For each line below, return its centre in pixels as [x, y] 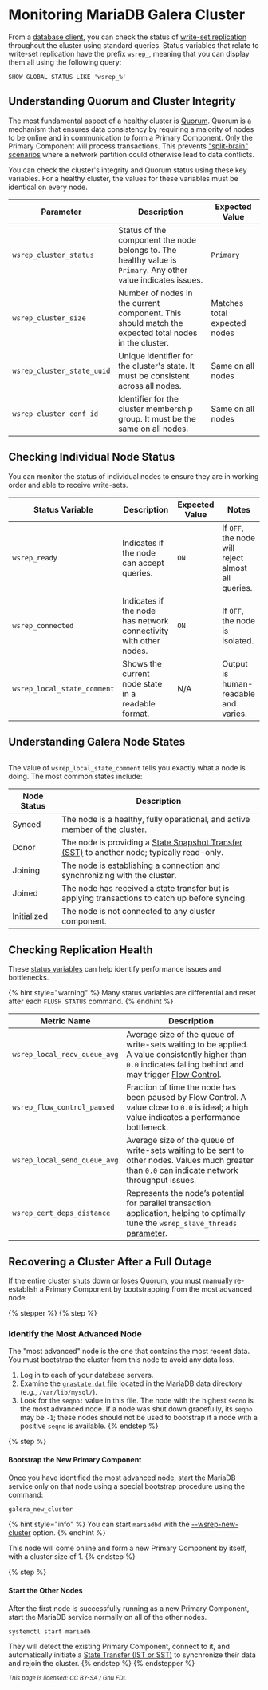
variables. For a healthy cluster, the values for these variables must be [124, 178]
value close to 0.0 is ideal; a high [187, 1107]
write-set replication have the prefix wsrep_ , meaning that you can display [129, 53]
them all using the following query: [65, 62]
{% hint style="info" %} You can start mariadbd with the [99, 1524]
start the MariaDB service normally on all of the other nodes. [108, 1617]
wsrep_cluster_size [49, 318]
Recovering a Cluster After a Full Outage [110, 1262]
